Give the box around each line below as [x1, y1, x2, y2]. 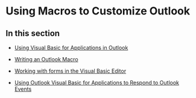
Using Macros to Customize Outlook [5, 4, 191, 18]
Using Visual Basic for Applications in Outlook [14, 44, 128, 51]
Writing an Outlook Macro [14, 56, 79, 63]
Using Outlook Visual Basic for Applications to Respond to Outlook [14, 79, 179, 86]
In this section [5, 28, 60, 38]
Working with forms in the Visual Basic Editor [14, 67, 127, 75]
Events [14, 85, 32, 93]
